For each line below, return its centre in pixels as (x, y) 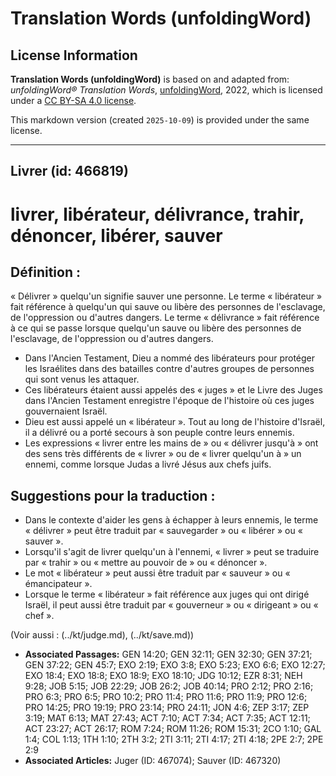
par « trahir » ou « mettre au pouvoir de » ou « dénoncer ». (146, 563)
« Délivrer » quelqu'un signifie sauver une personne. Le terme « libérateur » (166, 296)
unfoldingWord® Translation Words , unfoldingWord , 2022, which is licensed (166, 90)
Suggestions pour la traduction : (113, 495)
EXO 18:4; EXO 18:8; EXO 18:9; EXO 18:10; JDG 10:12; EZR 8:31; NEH (163, 676)
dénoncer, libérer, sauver (116, 235)
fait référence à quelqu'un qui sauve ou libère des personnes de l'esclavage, (168, 307)
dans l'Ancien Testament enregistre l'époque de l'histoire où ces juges (169, 401)
